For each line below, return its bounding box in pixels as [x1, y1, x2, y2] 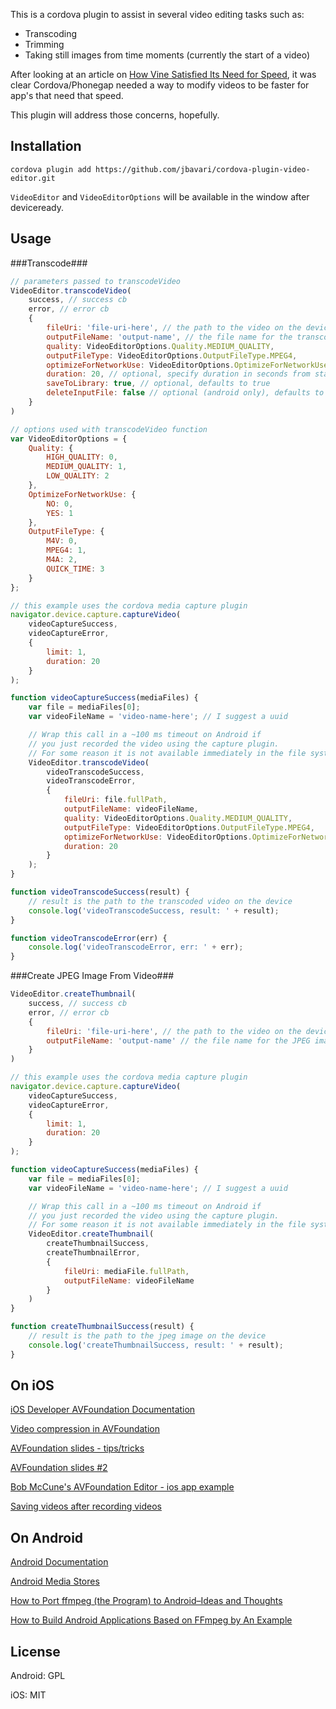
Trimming [24, 39, 65, 50]
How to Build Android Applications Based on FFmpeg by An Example [10, 1614, 293, 1626]
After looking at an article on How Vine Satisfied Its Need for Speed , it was [10, 69, 317, 80]
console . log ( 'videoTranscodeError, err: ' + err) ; [28, 942, 244, 953]
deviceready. [10, 201, 65, 213]
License [10, 1643, 61, 1660]
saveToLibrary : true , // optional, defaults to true [46, 379, 271, 389]
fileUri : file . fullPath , [63, 795, 168, 805]
